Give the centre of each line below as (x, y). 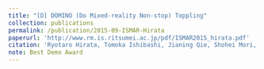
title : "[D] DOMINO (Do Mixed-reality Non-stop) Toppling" (108, 15)
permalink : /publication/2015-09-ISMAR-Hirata (86, 30)
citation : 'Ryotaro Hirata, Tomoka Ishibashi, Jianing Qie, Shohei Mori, (133, 45)
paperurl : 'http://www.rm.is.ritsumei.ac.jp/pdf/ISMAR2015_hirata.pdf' (129, 38)
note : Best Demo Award (46, 52)
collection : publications (51, 23)
